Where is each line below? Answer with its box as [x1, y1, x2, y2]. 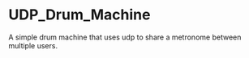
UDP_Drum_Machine [8, 6, 151, 24]
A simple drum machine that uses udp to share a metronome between [8, 32, 242, 42]
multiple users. [8, 40, 58, 50]
